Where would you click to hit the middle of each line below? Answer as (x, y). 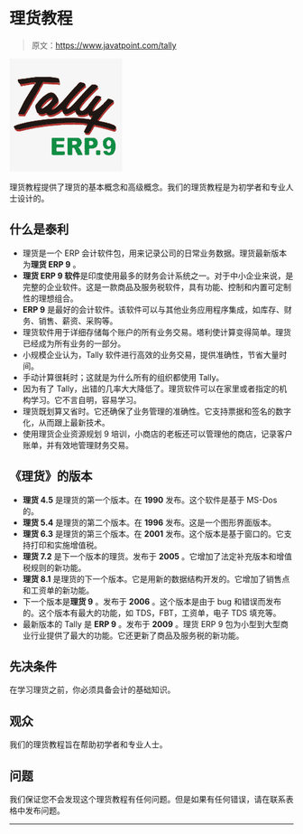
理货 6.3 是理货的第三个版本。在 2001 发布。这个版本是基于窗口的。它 (153, 533)
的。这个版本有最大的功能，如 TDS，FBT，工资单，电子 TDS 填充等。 (151, 613)
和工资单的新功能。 (58, 590)
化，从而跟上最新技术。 (66, 422)
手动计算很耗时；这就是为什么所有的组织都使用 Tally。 (123, 377)
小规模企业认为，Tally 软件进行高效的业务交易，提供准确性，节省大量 (151, 354)
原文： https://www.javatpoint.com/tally (104, 45)
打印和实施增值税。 (66, 545)
